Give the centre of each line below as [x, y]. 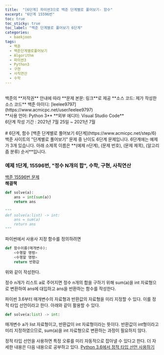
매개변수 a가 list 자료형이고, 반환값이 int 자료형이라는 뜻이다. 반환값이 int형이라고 [82, 325]
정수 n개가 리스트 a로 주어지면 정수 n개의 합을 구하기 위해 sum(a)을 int [72, 282]
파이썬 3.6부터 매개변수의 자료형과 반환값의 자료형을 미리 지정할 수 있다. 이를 [78, 299]
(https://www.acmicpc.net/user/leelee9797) [49, 110]
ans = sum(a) [27, 220]
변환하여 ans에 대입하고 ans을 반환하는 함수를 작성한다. [63, 289]
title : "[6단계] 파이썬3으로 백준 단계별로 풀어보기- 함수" [59, 10]
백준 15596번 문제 [22, 177]
